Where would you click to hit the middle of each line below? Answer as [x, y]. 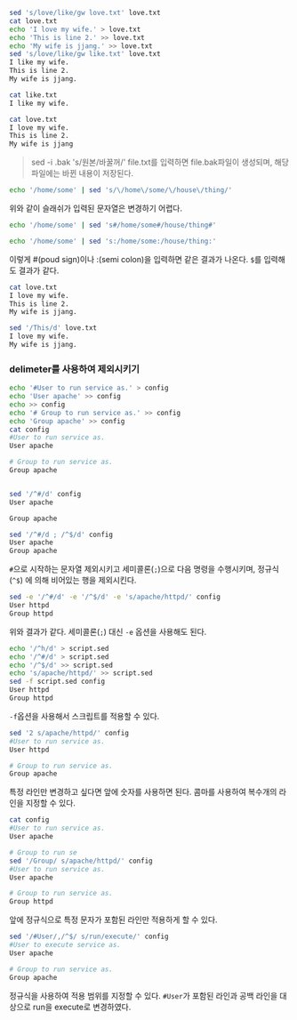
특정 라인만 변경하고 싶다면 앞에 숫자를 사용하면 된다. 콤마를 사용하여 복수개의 [143, 792]
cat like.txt [33, 95]
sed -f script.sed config [57, 682]
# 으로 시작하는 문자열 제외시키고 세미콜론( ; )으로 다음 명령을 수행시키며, [132, 569]
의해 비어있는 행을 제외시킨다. [85, 580]
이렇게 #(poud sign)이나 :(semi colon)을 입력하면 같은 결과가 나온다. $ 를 [136, 259]
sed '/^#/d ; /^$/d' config [61, 534]
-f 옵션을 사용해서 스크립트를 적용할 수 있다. [84, 716]
